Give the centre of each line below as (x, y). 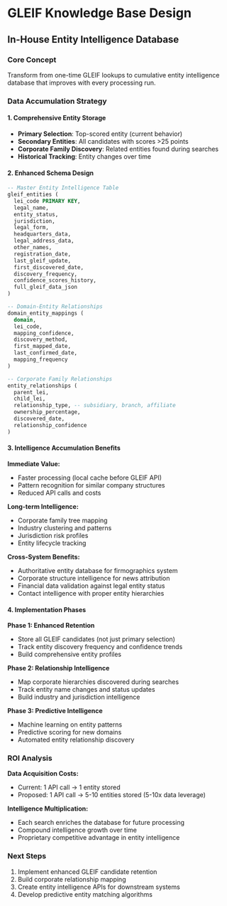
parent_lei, (32, 392)
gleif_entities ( (33, 195)
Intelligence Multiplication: (48, 808)
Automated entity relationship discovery (76, 740)
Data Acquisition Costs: (43, 774)
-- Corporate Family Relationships (60, 379)
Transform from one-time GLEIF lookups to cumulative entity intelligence (113, 75)
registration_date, (43, 254)
